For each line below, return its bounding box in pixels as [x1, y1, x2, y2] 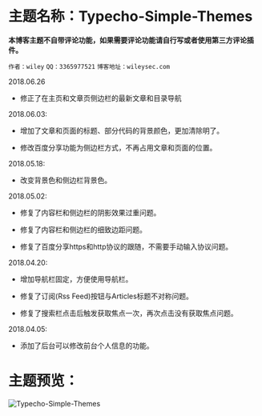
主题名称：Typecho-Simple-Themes [8, 7, 253, 26]
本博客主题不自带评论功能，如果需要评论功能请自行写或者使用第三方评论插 [8, 35, 254, 45]
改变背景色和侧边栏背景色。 [19, 175, 112, 185]
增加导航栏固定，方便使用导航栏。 [19, 274, 133, 284]
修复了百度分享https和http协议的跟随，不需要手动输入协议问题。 [19, 242, 233, 251]
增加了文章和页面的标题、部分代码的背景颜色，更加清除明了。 [19, 126, 224, 135]
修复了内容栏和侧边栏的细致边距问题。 [19, 225, 147, 234]
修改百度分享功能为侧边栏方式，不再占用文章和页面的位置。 [19, 142, 217, 152]
